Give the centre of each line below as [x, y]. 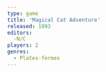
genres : [18, 52]
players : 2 [23, 45]
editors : [20, 33]
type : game [23, 13]
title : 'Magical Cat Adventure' [54, 20]
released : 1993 [29, 26]
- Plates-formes [37, 58]
